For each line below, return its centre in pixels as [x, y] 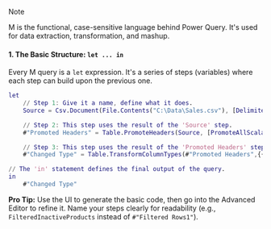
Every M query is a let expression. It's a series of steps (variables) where [131, 73]
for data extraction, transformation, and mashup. [89, 36]
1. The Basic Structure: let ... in [66, 54]
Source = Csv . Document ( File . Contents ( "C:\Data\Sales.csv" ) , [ [129, 110]
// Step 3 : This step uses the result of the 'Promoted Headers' [135, 147]
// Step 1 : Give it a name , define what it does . [108, 103]
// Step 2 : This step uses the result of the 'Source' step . [128, 125]
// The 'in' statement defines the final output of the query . [117, 169]
